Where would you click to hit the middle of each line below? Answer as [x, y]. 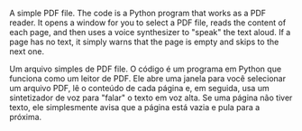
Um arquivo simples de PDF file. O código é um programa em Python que [146, 69]
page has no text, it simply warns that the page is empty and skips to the [144, 42]
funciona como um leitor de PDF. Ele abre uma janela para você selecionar [148, 79]
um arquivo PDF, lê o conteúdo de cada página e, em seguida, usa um [139, 88]
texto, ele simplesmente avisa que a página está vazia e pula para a [135, 107]
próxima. [26, 117]
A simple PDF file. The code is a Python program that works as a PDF [138, 13]
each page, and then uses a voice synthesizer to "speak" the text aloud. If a [150, 32]
